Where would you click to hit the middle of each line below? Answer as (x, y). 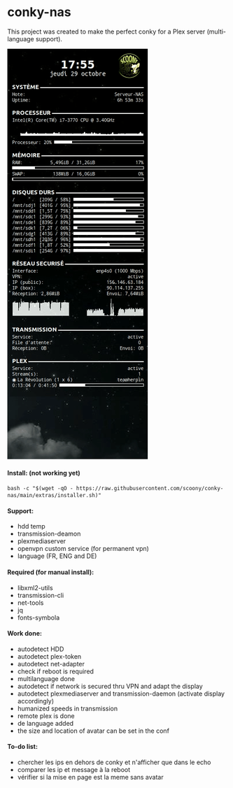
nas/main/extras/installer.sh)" (54, 496)
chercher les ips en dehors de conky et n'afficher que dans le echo (114, 762)
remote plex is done (46, 716)
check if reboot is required (56, 671)
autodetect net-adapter (51, 664)
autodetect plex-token (49, 656)
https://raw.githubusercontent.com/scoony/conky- (150, 489)
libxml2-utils (35, 587)
